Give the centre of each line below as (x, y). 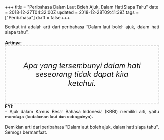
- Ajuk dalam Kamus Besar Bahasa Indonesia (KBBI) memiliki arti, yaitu (82, 111)
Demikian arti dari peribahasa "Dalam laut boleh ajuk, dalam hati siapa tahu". (82, 127)
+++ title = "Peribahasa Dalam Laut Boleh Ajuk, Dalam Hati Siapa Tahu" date (82, 7)
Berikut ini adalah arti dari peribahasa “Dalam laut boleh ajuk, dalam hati (82, 27)
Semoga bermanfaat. (26, 132)
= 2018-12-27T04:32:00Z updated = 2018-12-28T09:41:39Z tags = (72, 12)
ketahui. (82, 83)
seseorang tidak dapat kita (82, 74)
